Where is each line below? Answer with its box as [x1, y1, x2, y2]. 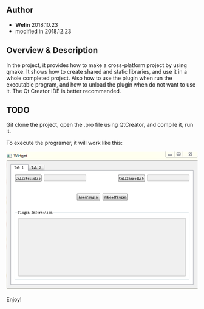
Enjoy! [6, 296, 22, 303]
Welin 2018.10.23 [15, 21, 58, 28]
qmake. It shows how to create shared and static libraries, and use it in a [6, 68, 187, 75]
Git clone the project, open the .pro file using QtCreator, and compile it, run [6, 121, 194, 129]
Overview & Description [6, 45, 98, 55]
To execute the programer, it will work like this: [6, 140, 123, 147]
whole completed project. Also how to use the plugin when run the [6, 74, 173, 82]
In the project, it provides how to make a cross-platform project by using [6, 61, 187, 69]
